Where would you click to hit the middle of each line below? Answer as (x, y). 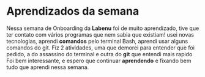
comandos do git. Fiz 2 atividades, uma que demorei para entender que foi (100, 48)
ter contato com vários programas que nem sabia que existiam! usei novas (100, 34)
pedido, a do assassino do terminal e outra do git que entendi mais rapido (99, 54)
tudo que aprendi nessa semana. (48, 67)
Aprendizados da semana (73, 11)
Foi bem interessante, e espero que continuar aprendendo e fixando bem (99, 61)
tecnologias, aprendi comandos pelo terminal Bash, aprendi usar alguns (97, 41)
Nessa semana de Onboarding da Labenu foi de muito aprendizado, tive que (103, 28)
